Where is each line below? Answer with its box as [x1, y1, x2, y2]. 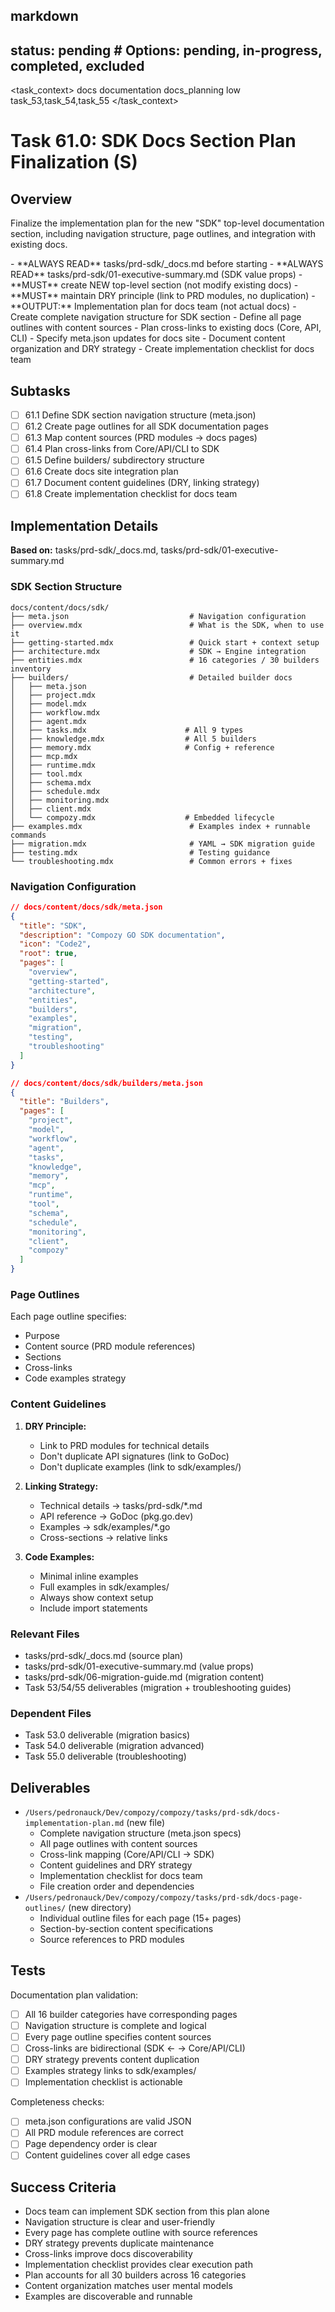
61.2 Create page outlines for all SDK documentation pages [24, 420, 269, 433]
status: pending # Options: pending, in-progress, [10, 42, 323, 59]
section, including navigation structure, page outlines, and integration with [10, 228, 316, 240]
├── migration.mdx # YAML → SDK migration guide [10, 839, 315, 849]
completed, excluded [10, 57, 145, 74]
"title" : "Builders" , [19, 1097, 110, 1107]
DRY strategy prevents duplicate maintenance [24, 2237, 215, 2249]
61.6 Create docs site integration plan [24, 465, 179, 478]
